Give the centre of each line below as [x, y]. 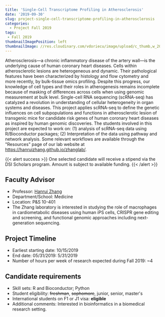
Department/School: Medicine [43, 197]
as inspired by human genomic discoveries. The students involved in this [79, 123]
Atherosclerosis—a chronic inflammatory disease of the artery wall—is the [80, 60]
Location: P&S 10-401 [34, 202]
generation [23, 223]
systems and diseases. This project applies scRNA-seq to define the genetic [82, 107]
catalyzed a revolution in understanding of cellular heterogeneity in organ [79, 102]
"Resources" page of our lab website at [45, 144]
